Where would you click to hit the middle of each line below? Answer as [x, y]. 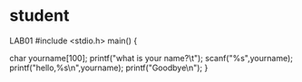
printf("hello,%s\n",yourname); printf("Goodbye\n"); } [109, 68]
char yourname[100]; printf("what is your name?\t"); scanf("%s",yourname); [151, 58]
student [39, 16]
